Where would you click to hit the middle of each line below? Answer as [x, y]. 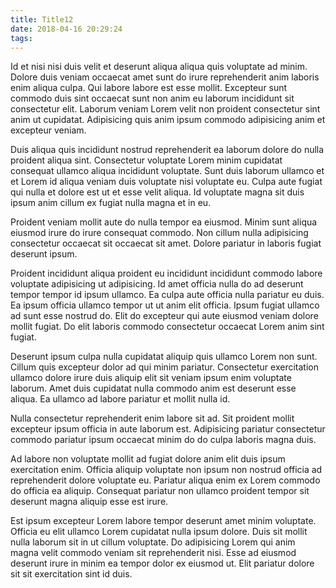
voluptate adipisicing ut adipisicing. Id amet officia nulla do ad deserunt [157, 284]
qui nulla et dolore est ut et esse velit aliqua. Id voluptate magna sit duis [157, 192]
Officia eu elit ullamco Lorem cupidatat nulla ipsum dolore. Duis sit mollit [159, 532]
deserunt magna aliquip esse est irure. [89, 502]
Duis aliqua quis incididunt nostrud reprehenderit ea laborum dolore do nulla [167, 150]
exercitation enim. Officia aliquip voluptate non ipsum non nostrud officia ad [166, 470]
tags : [21, 38]
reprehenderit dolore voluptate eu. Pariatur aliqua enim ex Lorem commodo [165, 480]
